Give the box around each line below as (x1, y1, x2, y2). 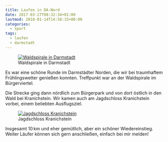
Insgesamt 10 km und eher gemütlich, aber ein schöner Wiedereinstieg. (5, 125, 153, 131)
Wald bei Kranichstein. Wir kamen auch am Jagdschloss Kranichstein (5, 95, 150, 101)
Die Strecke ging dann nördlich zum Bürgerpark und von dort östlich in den (5, 89, 162, 96)
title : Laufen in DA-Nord (5, 7, 60, 13)
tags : (5, 31, 17, 36)
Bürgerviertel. (5, 80, 34, 86)
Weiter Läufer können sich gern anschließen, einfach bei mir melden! (5, 131, 149, 137)
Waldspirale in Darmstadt (18, 59, 71, 66)
